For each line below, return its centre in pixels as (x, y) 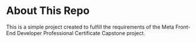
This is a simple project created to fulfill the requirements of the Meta (90, 27)
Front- (183, 27)
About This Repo (48, 11)
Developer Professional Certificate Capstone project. (81, 33)
